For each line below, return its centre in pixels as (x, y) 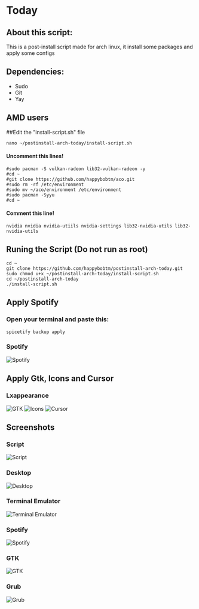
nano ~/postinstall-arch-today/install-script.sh (69, 143)
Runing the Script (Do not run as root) (77, 249)
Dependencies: (35, 72)
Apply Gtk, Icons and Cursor (60, 379)
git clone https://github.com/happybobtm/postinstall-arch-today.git (95, 268)
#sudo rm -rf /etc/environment (45, 184)
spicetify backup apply (36, 332)
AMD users (27, 118)
